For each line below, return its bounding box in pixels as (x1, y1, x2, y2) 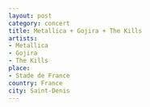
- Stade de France (8, 72, 70, 80)
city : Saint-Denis (8, 86, 70, 95)
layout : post (8, 11, 52, 20)
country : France (8, 79, 63, 87)
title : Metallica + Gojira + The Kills (8, 27, 143, 35)
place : (8, 64, 31, 72)
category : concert (8, 19, 70, 27)
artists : (8, 34, 38, 43)
